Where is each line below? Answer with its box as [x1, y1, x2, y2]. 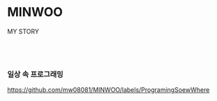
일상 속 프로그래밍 [7, 69, 64, 79]
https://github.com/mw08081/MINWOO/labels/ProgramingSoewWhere [7, 86, 210, 94]
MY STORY [7, 27, 40, 36]
